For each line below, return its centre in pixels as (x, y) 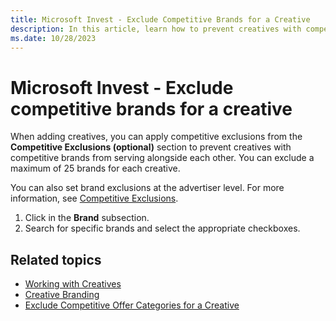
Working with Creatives (73, 284)
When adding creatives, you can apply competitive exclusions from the (156, 137)
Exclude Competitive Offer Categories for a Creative (132, 305)
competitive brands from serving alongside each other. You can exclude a (162, 158)
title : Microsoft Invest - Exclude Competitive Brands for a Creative (160, 19)
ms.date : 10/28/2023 (53, 38)
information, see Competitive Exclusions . (94, 198)
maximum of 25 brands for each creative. (95, 168)
